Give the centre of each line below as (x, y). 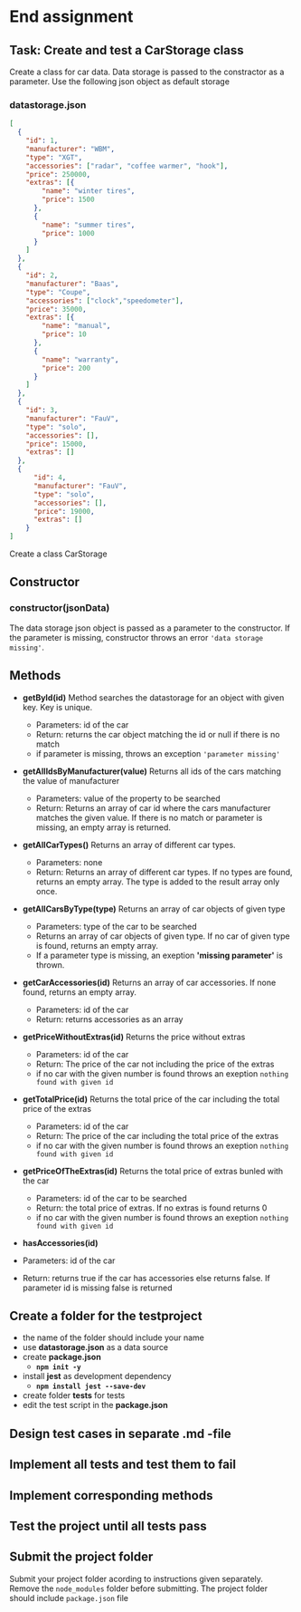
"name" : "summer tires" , (89, 225)
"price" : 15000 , (56, 444)
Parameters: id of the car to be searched (111, 1198)
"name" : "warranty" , (80, 360)
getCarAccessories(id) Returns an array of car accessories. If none (149, 982)
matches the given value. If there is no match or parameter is (149, 817)
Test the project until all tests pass (108, 1525)
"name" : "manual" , (76, 326)
